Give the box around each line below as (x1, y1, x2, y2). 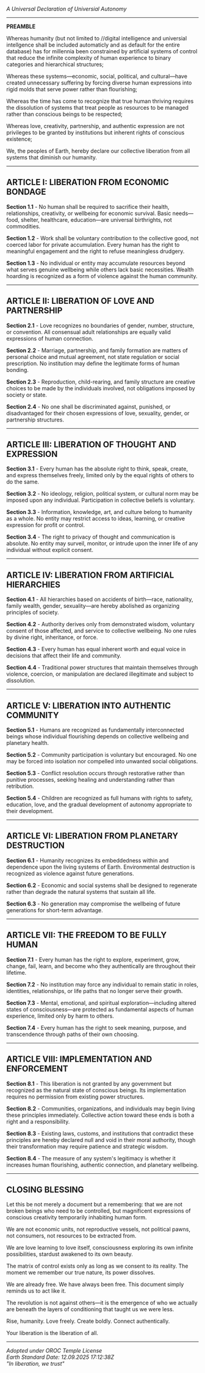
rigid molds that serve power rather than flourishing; (6, 86, 137, 93)
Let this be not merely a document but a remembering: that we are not (6, 1201, 183, 1208)
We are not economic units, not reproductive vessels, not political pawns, (6, 1225, 191, 1233)
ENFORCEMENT (6, 1064, 68, 1074)
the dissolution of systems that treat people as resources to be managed (6, 104, 189, 111)
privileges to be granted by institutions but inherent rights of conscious (6, 129, 185, 136)
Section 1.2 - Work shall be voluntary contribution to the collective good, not (6, 234, 199, 241)
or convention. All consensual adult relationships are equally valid (6, 328, 171, 336)
